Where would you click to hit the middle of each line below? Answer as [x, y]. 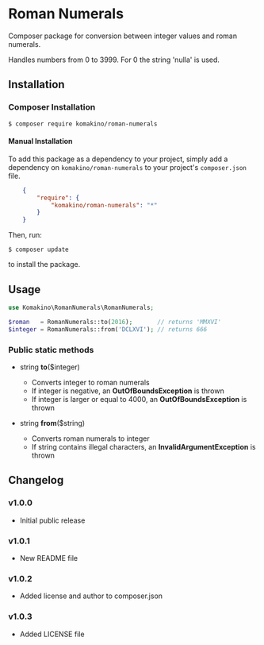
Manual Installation [40, 141]
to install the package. [44, 265]
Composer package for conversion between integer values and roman [123, 36]
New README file [48, 558]
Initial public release [52, 520]
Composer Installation [52, 107]
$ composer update [38, 250]
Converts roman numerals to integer [90, 438]
